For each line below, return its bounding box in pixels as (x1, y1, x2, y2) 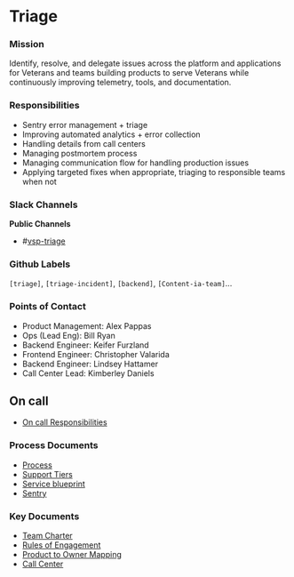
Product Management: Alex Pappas (21, 320, 152, 331)
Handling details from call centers (21, 138, 147, 148)
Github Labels (9, 258, 71, 270)
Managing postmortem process (21, 148, 138, 158)
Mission (9, 38, 44, 51)
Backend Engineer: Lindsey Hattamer (21, 358, 158, 369)
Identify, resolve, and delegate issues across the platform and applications (9, 58, 282, 68)
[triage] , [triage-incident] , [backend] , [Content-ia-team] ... (9, 278, 233, 289)
